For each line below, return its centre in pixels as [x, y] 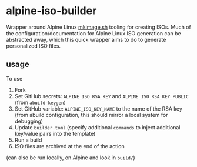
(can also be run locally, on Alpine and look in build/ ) [71, 158]
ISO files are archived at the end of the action [69, 146]
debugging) [29, 121]
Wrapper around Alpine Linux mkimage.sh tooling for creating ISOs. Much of [98, 27]
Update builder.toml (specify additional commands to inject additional [97, 127]
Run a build [28, 140]
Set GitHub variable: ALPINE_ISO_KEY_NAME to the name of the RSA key [98, 108]
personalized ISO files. [33, 46]
